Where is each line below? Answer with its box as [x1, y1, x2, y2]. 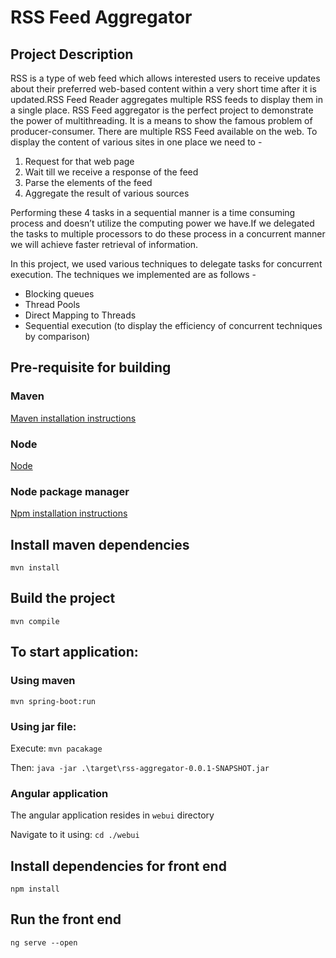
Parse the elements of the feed [24, 177, 153, 188]
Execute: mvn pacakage [10, 742, 103, 754]
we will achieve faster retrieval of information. [10, 239, 199, 250]
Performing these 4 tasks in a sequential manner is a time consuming [10, 207, 296, 218]
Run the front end [10, 911, 122, 928]
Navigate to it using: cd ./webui [10, 829, 140, 841]
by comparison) [24, 331, 91, 342]
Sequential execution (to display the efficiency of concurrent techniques [24, 320, 323, 331]
